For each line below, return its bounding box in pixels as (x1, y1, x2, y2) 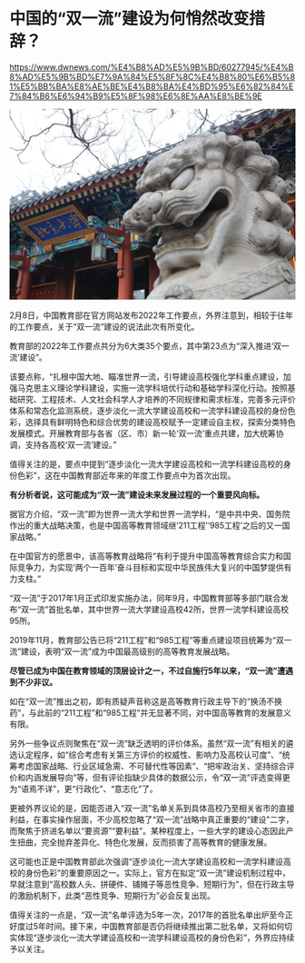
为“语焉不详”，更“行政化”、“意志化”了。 (9, 783, 158, 794)
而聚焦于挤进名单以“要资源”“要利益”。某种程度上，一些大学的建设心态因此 (9, 825, 286, 836)
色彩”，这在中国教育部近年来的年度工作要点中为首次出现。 (16, 470, 236, 481)
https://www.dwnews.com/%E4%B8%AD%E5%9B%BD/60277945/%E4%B (9, 61, 294, 73)
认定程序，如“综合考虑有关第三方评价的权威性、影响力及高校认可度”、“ (16, 749, 283, 759)
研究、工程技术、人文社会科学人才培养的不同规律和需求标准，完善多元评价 (16, 393, 296, 404)
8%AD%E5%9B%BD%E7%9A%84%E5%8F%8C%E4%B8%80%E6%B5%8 (9, 71, 296, 82)
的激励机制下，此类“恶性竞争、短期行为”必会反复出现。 (9, 889, 216, 900)
